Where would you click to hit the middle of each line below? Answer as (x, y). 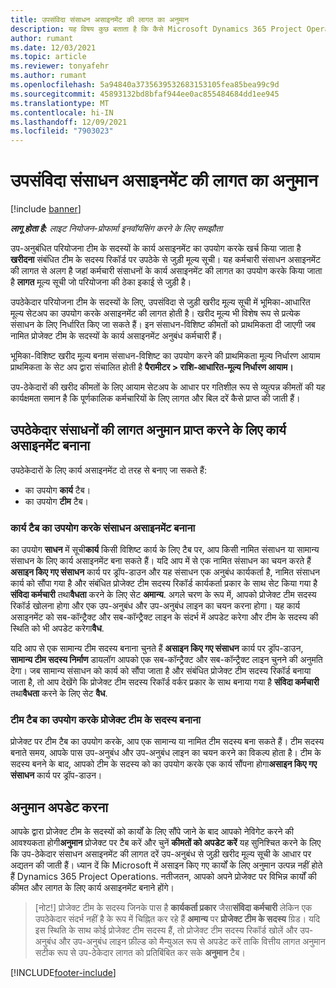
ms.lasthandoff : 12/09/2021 (69, 122)
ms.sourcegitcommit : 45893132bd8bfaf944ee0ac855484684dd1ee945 (145, 94)
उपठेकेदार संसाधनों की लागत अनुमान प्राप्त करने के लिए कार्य (148, 430)
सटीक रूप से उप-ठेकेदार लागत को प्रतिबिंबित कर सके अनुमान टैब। (140, 953)
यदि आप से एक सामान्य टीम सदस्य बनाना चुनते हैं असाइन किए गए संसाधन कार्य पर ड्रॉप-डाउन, (157, 648)
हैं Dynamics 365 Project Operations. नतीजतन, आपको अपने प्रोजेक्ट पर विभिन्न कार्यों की (163, 877)
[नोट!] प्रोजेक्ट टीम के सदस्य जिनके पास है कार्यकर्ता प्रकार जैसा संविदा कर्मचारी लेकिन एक (173, 908)
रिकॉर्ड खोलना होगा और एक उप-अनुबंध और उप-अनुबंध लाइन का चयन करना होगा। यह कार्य (155, 606)
